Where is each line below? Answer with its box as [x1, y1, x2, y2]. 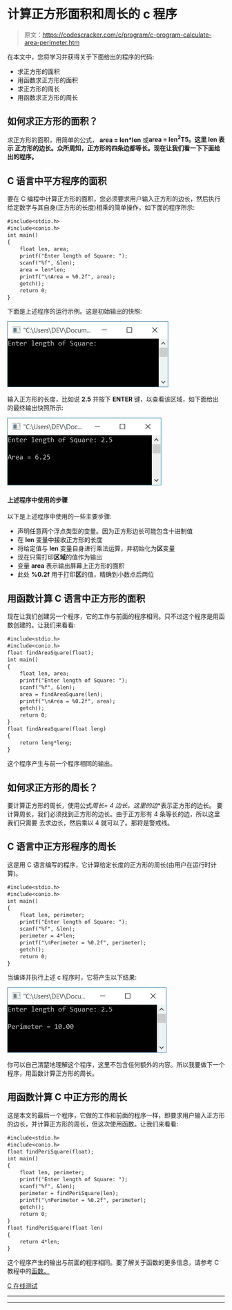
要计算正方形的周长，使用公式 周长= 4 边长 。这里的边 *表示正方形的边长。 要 [7, 801, 223, 810]
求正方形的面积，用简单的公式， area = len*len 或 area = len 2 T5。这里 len [7, 134, 217, 144]
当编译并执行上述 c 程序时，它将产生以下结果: [7, 973, 137, 981]
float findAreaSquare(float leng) [7, 726, 107, 733]
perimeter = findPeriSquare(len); [19, 1190, 119, 1196]
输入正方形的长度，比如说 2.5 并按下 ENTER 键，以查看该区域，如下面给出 [7, 395, 220, 404]
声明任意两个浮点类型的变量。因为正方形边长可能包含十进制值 [17, 527, 193, 535]
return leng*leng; [19, 739, 72, 746]
